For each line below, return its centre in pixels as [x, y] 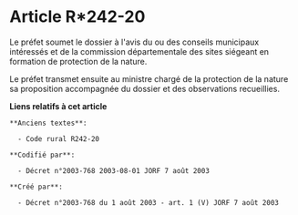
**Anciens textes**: [49, 123]
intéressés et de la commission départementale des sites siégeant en [139, 51]
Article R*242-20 [77, 17]
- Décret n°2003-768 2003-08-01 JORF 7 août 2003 [113, 170]
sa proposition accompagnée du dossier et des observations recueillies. [145, 88]
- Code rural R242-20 [59, 138]
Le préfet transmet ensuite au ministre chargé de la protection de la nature [149, 78]
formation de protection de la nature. [78, 61]
